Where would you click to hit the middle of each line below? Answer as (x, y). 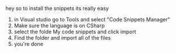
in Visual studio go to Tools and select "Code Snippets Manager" (92, 19)
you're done (28, 44)
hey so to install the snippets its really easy (57, 8)
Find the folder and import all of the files (62, 38)
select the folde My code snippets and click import (75, 32)
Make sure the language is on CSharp (59, 26)
